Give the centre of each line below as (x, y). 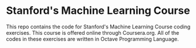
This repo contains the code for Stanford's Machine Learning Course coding (98, 27)
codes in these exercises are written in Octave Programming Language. (92, 39)
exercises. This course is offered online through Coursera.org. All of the (93, 32)
